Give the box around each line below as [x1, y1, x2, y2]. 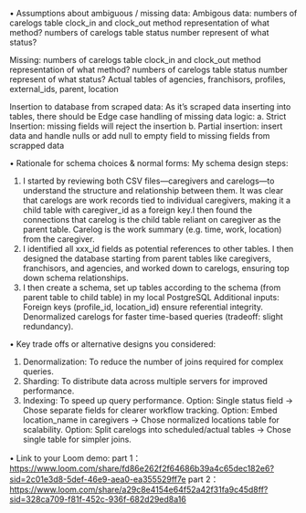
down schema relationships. [22, 273, 130, 283]
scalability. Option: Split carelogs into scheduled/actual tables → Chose [22, 424, 291, 434]
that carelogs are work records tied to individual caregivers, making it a [22, 195, 290, 205]
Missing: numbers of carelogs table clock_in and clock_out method [9, 55, 262, 65]
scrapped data [9, 141, 65, 151]
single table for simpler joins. [22, 434, 132, 445]
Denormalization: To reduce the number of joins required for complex [22, 356, 284, 367]
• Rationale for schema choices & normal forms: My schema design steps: [9, 158, 289, 168]
